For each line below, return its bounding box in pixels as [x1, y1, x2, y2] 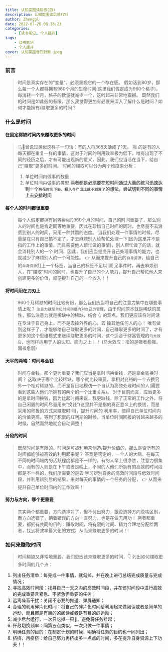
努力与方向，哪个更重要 [5, 497, 54, 503]
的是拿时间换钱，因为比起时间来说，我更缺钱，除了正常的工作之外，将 [17, 395, 163, 401]
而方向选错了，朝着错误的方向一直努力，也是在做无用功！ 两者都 [17, 515, 151, 521]
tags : [5, 36, 17, 41]
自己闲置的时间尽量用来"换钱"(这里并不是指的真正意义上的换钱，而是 [17, 401, 159, 407]
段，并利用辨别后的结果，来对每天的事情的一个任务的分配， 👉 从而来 [17, 476, 162, 482]
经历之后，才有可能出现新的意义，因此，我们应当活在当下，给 [26, 156, 154, 162]
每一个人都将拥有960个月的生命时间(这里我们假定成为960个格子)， [22, 86, 160, 92]
